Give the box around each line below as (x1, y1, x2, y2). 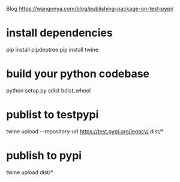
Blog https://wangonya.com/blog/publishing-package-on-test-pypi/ (6, 5, 174, 12)
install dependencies (6, 26, 113, 40)
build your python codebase (6, 67, 150, 80)
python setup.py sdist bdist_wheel (6, 86, 91, 94)
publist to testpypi (6, 108, 99, 122)
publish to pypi (6, 149, 82, 162)
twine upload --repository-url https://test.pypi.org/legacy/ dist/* (6, 127, 164, 135)
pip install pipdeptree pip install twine (6, 46, 99, 53)
